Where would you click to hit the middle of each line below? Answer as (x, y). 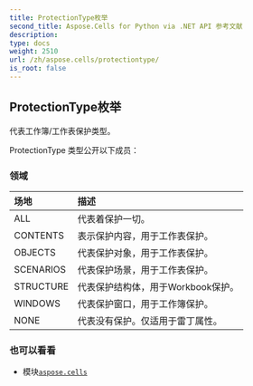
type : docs (30, 43)
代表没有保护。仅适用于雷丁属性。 (150, 321)
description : (34, 34)
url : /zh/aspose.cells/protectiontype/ (84, 60)
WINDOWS (37, 303)
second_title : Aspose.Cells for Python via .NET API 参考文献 (126, 26)
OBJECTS (35, 252)
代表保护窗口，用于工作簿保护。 (145, 304)
